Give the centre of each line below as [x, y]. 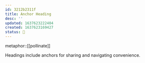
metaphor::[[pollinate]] [28, 46]
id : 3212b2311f [21, 9]
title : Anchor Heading [28, 14]
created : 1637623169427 [29, 28]
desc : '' [14, 18]
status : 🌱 [15, 32]
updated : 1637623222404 [29, 23]
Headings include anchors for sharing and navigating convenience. [73, 55]
